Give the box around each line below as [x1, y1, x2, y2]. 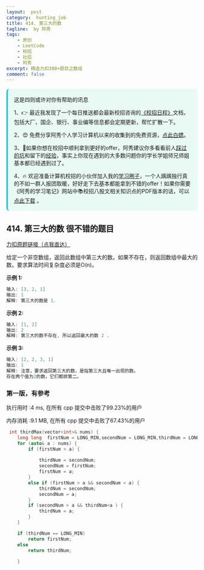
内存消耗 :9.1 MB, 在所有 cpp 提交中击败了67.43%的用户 [6, 417, 146, 424]
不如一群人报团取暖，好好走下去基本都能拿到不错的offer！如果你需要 [19, 180, 191, 187]
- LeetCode [17, 43, 45, 49]
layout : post [6, 9, 42, 15]
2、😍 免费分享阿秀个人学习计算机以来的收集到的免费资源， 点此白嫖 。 [14, 131, 189, 139]
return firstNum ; [28, 536, 72, 542]
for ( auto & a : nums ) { [17, 440, 78, 447]
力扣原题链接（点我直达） [6, 241, 70, 248]
